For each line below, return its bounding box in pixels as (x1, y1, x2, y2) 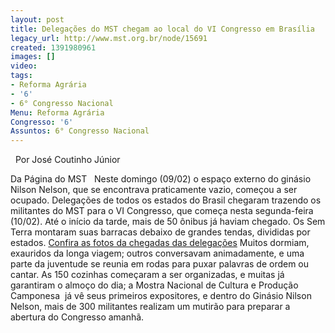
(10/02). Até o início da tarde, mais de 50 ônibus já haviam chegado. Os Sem (10, 216, 326, 228)
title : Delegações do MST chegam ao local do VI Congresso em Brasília (10, 24, 315, 34)
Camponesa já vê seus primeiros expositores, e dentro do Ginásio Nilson (10, 290, 312, 302)
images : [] (10, 52, 56, 62)
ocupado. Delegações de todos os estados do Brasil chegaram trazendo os (10, 194, 322, 206)
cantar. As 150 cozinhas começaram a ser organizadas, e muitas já (10, 269, 285, 281)
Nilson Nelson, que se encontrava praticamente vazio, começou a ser (10, 184, 298, 196)
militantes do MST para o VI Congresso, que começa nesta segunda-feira (10, 205, 314, 217)
